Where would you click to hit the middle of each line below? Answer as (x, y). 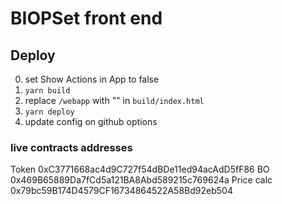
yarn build (47, 91)
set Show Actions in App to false (92, 79)
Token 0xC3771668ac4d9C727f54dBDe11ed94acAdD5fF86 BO (140, 169)
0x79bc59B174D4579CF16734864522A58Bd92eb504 (121, 191)
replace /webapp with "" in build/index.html (114, 100)
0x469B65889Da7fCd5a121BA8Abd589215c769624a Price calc (141, 180)
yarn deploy (49, 112)
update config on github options (91, 121)
